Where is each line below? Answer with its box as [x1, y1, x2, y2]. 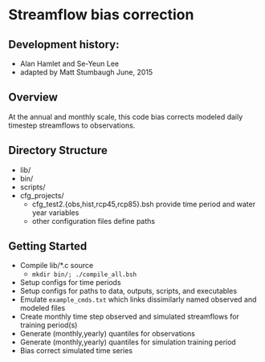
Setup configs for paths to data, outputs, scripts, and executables [19, 287, 238, 296]
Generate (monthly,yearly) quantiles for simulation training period [19, 337, 237, 347]
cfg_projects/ [19, 190, 64, 200]
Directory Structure [8, 144, 108, 157]
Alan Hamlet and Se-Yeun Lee [19, 59, 119, 68]
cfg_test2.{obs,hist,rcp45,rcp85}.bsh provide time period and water [31, 199, 255, 209]
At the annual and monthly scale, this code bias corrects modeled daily [8, 112, 243, 121]
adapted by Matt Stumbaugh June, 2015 [19, 67, 153, 77]
